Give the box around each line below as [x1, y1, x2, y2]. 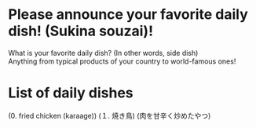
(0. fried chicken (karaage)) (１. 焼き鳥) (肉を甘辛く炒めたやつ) [8, 111, 211, 120]
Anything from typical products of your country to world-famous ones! [8, 57, 236, 66]
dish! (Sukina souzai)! [8, 22, 154, 40]
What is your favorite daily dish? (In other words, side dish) [8, 48, 199, 57]
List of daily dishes [8, 84, 133, 102]
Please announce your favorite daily [8, 5, 249, 24]
